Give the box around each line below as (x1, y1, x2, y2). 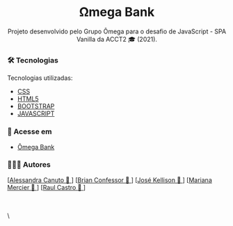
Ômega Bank (17, 143, 55, 151)
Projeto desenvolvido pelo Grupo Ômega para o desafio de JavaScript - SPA (7, 27, 227, 35)
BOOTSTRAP (17, 102, 55, 111)
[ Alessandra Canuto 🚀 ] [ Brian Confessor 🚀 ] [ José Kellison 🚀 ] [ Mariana (7, 175, 212, 184)
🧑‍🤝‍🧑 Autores (7, 160, 51, 170)
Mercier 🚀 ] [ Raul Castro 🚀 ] (7, 183, 86, 191)
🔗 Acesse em (7, 127, 52, 136)
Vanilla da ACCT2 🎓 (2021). (76, 35, 158, 43)
